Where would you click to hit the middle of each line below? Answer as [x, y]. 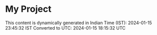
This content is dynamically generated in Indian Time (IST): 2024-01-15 [78, 23]
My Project [28, 9]
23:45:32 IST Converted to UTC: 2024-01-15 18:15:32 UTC [65, 28]
